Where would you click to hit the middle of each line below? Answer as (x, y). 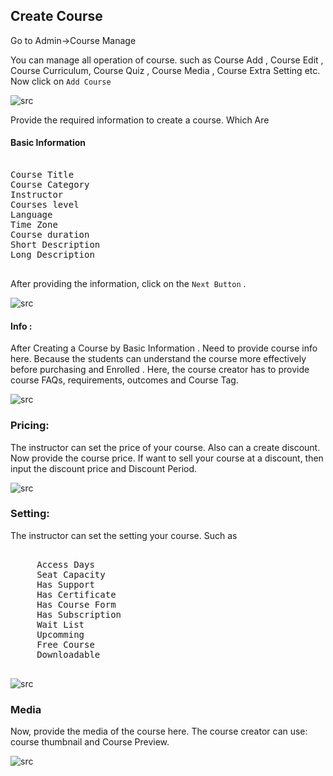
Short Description (55, 245)
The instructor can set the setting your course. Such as (124, 535)
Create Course (56, 16)
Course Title (42, 175)
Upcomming (60, 634)
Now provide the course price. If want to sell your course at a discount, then (167, 458)
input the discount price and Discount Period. (104, 468)
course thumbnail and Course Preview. (90, 742)
